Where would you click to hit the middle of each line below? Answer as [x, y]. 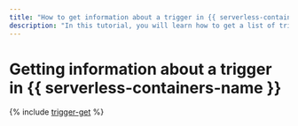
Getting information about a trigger [141, 69]
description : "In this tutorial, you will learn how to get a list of [142, 26]
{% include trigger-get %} [57, 112]
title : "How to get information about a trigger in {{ [113, 17]
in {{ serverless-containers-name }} [145, 88]
